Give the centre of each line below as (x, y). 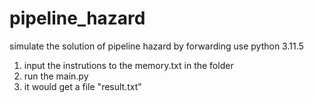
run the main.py (56, 76)
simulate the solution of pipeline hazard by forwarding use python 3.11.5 (156, 46)
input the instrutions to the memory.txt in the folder (128, 65)
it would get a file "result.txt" (82, 86)
